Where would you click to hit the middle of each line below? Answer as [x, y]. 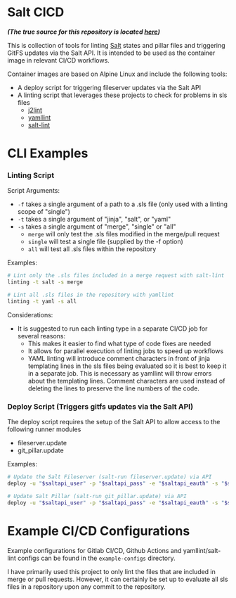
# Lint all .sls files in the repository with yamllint [91, 295]
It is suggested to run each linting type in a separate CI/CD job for [112, 329]
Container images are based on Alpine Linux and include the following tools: [117, 74]
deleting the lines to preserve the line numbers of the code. [114, 388]
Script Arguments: [33, 191]
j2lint [35, 110]
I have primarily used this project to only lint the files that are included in [112, 571]
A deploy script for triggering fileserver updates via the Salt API [109, 87]
